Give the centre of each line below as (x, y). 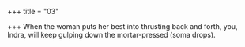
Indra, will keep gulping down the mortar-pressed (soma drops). (111, 35)
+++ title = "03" (33, 11)
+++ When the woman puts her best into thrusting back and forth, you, (122, 26)
